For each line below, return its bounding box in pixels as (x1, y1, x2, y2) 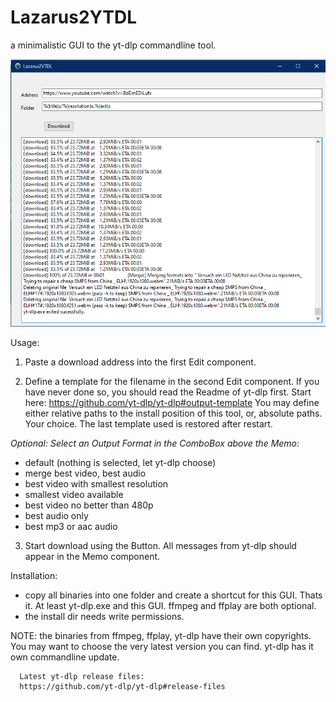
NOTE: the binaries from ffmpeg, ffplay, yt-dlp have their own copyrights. (10, 630, 312, 642)
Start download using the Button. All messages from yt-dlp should (24, 540, 297, 552)
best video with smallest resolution (24, 478, 169, 490)
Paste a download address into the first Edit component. (24, 356, 257, 368)
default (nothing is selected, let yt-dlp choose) (24, 457, 217, 469)
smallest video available (24, 489, 124, 501)
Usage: (10, 337, 40, 349)
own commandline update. (10, 651, 120, 663)
